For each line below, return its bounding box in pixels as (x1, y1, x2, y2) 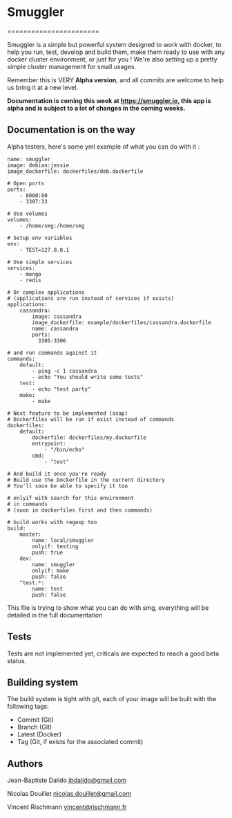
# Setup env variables (7, 234, 72, 241)
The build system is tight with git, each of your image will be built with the (7, 695, 217, 703)
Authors (7, 758, 43, 770)
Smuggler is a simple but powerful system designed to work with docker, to (7, 40, 222, 48)
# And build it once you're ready (7, 470, 107, 477)
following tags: (7, 703, 50, 711)
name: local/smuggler (32, 537, 95, 543)
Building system (7, 676, 78, 688)
